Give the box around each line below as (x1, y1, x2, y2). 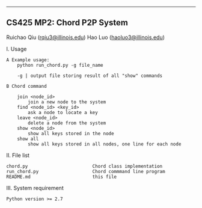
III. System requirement (6, 184, 64, 191)
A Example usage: (6, 57, 50, 63)
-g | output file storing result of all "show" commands (17, 73, 163, 79)
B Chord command (6, 83, 47, 89)
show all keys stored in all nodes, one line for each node (28, 141, 182, 147)
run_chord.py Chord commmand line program (6, 168, 165, 174)
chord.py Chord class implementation (6, 163, 163, 169)
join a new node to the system (28, 99, 106, 105)
